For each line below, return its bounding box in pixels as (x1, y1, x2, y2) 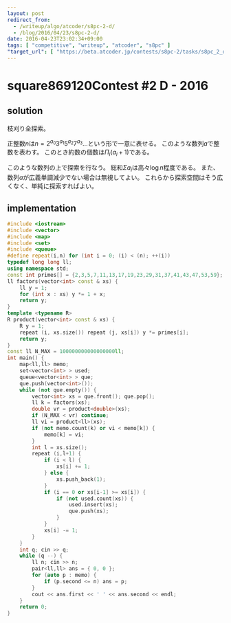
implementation (7, 202, 77, 214)
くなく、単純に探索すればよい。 (7, 182, 98, 190)
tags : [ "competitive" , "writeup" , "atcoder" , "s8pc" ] (7, 42, 170, 49)
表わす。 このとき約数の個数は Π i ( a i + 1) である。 (19, 148, 153, 158)
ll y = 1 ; (19, 284, 48, 291)
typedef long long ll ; (7, 259, 72, 266)
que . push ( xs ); (68, 508, 109, 515)
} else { (43, 470, 69, 477)
